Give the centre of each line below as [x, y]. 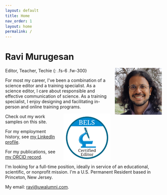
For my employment [26, 132]
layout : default [22, 10]
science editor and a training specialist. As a [50, 86]
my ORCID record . [24, 157]
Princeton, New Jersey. [29, 178]
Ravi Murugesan [40, 57]
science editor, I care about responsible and [50, 91]
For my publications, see [30, 152]
